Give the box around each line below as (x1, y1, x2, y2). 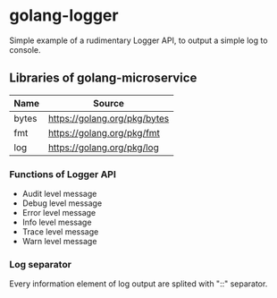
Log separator (9, 258, 71, 270)
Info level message (21, 217, 92, 228)
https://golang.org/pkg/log (47, 140, 159, 153)
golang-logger (9, 5, 119, 26)
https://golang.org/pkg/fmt (47, 126, 161, 139)
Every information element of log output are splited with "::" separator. (9, 278, 268, 289)
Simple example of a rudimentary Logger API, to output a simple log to (9, 35, 268, 46)
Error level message (21, 208, 97, 218)
